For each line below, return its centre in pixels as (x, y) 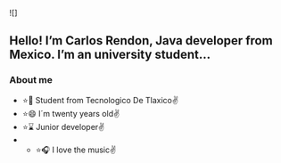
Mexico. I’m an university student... (110, 55)
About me (31, 80)
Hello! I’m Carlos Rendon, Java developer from (141, 41)
